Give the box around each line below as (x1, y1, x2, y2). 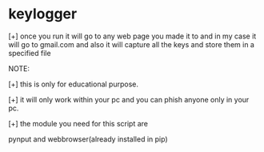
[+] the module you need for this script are (8, 118, 148, 128)
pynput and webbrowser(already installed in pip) (8, 134, 168, 144)
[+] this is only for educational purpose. (8, 79, 138, 89)
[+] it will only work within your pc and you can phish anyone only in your (8, 94, 250, 104)
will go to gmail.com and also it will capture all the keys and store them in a (8, 39, 254, 49)
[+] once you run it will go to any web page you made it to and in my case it (8, 31, 257, 41)
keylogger (8, 5, 78, 23)
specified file (8, 48, 51, 58)
